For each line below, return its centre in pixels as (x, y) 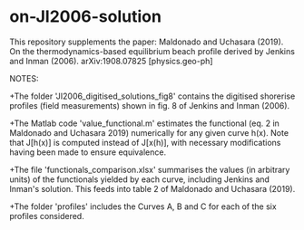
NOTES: (24, 78)
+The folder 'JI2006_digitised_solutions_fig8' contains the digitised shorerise (152, 96)
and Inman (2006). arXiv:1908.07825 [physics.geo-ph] (111, 61)
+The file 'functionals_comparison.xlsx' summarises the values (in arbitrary (150, 169)
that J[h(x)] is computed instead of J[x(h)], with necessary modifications (145, 142)
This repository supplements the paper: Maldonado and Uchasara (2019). (147, 42)
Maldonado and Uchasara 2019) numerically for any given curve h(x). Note (149, 132)
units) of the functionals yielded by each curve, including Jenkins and (140, 179)
